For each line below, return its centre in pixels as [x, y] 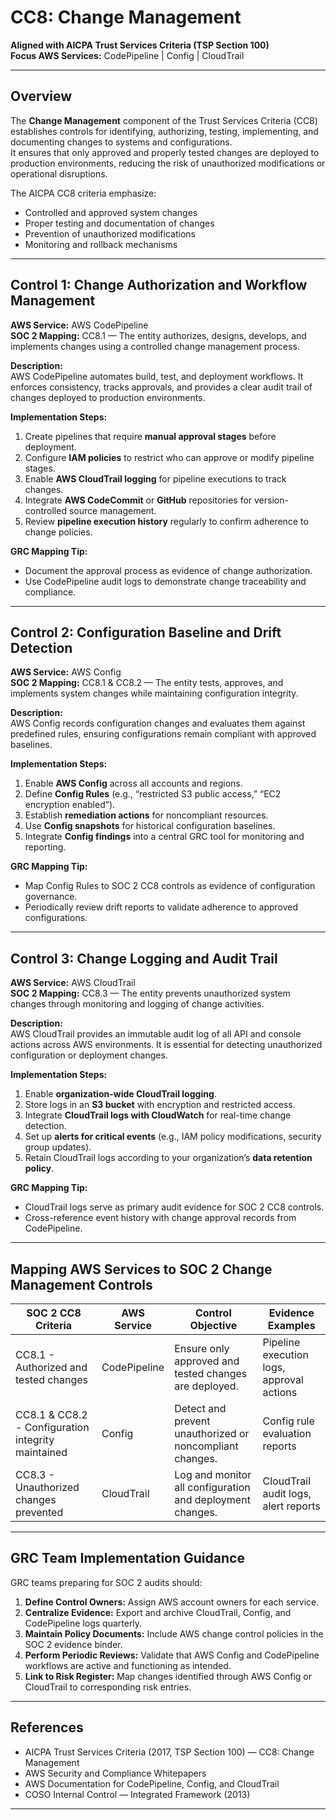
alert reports [291, 1506]
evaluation [287, 1433]
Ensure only [202, 1348]
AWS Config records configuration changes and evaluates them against [158, 723]
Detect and [200, 1408]
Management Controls [81, 1284]
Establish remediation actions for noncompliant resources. [146, 815]
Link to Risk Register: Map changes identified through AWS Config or [168, 1676]
